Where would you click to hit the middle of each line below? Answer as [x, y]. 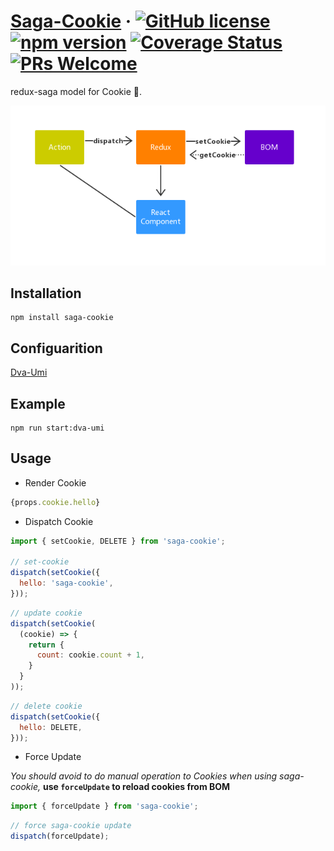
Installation [46, 293]
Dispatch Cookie [59, 521]
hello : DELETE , [51, 727]
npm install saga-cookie [62, 318]
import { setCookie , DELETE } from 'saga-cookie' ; [118, 541]
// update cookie [46, 613]
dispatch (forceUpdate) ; [60, 836]
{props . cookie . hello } [55, 502]
